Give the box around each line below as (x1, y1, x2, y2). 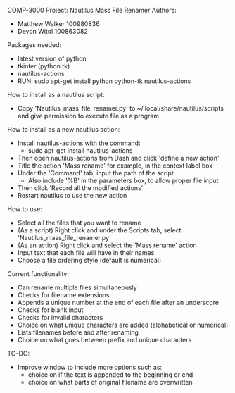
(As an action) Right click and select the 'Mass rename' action (17, 241, 197, 249)
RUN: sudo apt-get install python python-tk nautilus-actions (17, 77, 191, 85)
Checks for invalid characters (17, 313, 103, 321)
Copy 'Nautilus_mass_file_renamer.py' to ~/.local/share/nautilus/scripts (17, 104, 224, 112)
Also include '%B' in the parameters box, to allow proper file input (27, 176, 219, 185)
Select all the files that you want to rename (17, 218, 142, 227)
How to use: (7, 205, 42, 213)
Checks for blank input (17, 306, 84, 314)
